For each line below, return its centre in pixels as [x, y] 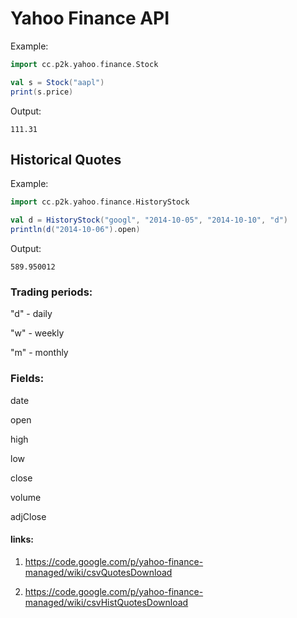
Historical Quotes [66, 159]
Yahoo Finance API [90, 18]
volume [26, 497]
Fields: [27, 379]
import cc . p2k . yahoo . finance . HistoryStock [100, 202]
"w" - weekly [37, 333]
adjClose [28, 516]
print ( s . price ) [42, 92]
